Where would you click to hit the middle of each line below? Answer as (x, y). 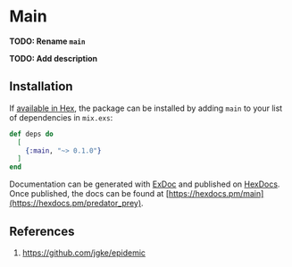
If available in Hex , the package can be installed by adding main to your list (146, 108)
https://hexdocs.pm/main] (216, 194)
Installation (41, 87)
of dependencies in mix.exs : (61, 117)
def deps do (31, 134)
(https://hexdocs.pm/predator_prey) (75, 204)
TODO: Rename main (47, 41)
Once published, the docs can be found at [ (89, 194)
